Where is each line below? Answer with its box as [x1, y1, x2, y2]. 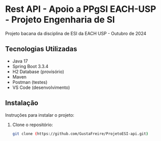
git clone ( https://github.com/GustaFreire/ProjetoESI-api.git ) [12, 131, 149, 136]
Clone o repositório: [12, 122, 53, 128]
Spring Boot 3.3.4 [12, 63, 49, 69]
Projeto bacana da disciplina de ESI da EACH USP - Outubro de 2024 [5, 30, 147, 36]
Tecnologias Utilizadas [5, 45, 78, 53]
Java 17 [12, 58, 28, 64]
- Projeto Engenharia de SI [5, 14, 115, 25]
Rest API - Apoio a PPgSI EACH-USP [5, 3, 157, 15]
